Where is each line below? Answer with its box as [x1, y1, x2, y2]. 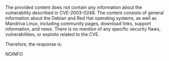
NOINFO [5, 51, 23, 57]
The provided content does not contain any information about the [5, 5, 143, 10]
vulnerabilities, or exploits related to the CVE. [5, 32, 100, 37]
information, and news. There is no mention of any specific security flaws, [5, 26, 161, 32]
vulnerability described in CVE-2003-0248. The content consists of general [5, 10, 164, 16]
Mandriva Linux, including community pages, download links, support [5, 20, 151, 26]
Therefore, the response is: [5, 41, 63, 47]
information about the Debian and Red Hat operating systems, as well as [5, 15, 157, 21]
